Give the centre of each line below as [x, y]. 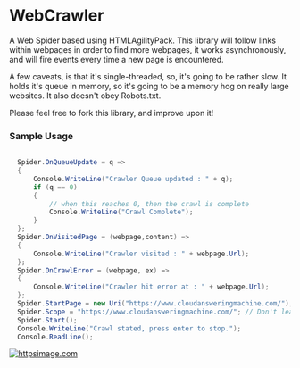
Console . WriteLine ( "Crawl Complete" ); [121, 212]
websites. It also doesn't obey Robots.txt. [85, 96]
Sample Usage [42, 136]
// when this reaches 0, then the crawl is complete [149, 204]
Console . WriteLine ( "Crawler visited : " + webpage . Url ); [141, 254]
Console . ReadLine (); [55, 337]
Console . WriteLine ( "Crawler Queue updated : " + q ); [133, 179]
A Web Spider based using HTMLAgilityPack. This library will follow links [143, 40]
